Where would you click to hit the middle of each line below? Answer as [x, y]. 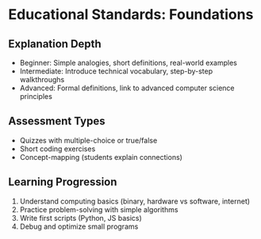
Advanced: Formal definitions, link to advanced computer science [127, 88]
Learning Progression [63, 182]
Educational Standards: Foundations [131, 15]
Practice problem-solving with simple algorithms [99, 209]
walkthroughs [42, 80]
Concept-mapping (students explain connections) [101, 157]
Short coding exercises [58, 149]
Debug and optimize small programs [79, 226]
